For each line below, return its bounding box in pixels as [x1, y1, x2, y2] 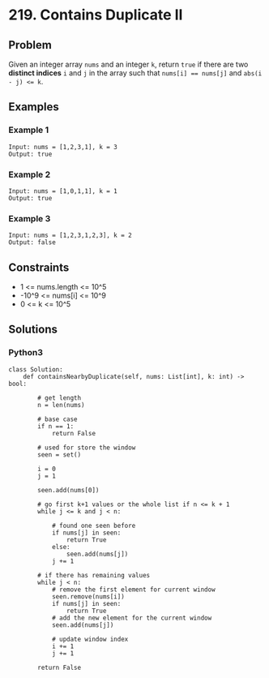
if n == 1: [37, 422, 75, 431]
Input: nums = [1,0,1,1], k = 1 [8, 187, 117, 195]
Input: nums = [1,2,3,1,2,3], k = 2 [8, 231, 132, 240]
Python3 [8, 347, 43, 358]
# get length [37, 393, 82, 402]
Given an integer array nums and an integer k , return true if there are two [8, 59, 249, 69]
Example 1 [8, 124, 49, 135]
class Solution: [8, 365, 63, 374]
